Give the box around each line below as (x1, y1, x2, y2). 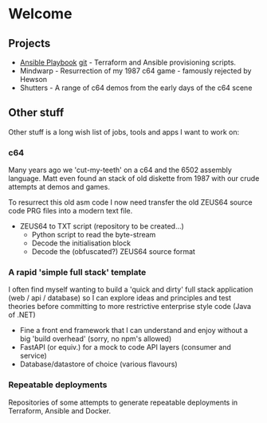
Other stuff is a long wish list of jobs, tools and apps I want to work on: (8, 127, 240, 136)
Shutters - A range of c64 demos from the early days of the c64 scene (19, 83, 253, 92)
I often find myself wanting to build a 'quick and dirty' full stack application (8, 284, 253, 295)
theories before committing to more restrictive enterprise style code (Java (8, 302, 252, 311)
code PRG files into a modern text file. (8, 206, 133, 216)
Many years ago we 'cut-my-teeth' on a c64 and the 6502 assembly (8, 165, 233, 175)
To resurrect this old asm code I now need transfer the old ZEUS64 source (8, 198, 253, 207)
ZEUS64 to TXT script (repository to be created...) (19, 221, 185, 231)
